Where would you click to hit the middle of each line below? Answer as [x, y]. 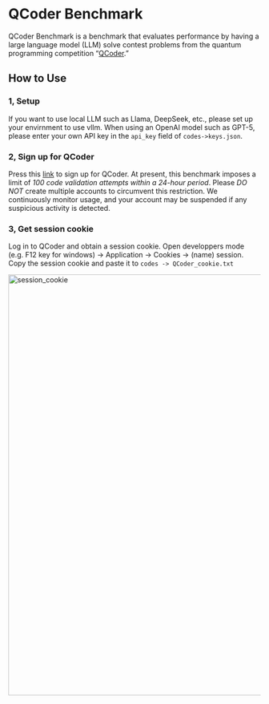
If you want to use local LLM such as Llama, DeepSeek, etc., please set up [131, 119]
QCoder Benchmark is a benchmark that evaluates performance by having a [134, 36]
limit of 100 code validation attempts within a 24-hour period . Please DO [128, 182]
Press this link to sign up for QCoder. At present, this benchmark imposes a [132, 174]
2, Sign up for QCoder [51, 156]
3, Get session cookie [51, 229]
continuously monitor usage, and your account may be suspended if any [128, 199]
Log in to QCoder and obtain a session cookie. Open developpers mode [126, 246]
